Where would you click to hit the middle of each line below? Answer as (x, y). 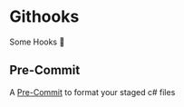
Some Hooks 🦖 (37, 42)
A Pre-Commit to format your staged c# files (92, 92)
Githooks (44, 17)
